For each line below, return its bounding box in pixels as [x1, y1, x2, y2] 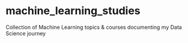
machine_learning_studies [5, 4, 141, 18]
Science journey [5, 29, 46, 37]
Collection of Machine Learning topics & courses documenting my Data [5, 24, 183, 31]
